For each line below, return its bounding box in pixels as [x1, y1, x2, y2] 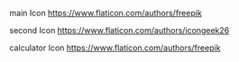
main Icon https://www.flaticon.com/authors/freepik [9, 8, 203, 18]
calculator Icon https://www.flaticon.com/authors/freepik [9, 42, 221, 53]
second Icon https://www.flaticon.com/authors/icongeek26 [9, 25, 230, 35]
